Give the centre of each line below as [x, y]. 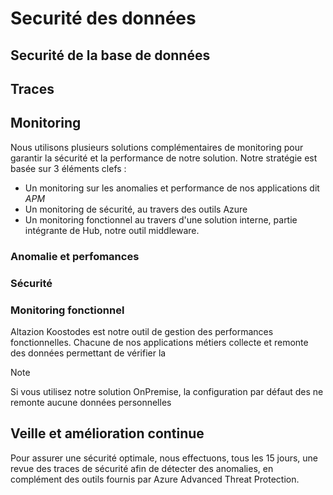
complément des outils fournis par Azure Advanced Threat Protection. [155, 479]
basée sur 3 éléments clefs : [68, 168]
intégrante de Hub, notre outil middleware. [112, 230]
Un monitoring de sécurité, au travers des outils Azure [136, 209]
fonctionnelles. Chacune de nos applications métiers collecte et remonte [159, 342]
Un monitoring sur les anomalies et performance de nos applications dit [172, 188]
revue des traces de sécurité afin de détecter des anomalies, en [142, 468]
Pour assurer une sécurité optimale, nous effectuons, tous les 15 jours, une [164, 458]
